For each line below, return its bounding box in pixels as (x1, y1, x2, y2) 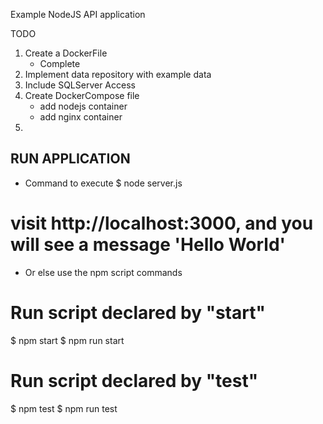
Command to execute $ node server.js (24, 177, 183, 189)
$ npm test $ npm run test (10, 402, 118, 414)
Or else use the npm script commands (24, 266, 183, 278)
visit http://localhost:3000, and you (10, 212, 314, 234)
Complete (39, 58, 81, 69)
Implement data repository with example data (24, 69, 212, 80)
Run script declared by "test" (10, 369, 259, 392)
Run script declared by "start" (10, 301, 266, 324)
